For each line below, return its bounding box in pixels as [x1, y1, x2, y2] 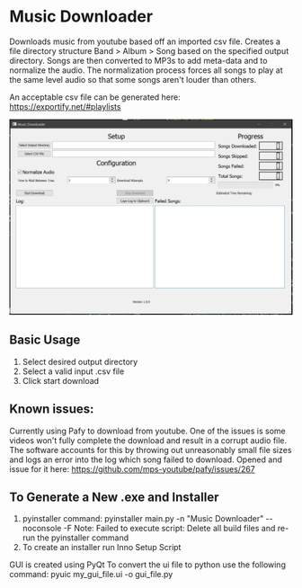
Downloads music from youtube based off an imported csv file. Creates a [9, 36, 281, 47]
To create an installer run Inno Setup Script [22, 542, 182, 553]
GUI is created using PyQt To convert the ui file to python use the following [9, 559, 286, 570]
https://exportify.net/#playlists [9, 101, 121, 111]
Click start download [22, 375, 100, 386]
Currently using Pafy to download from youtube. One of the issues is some [9, 425, 286, 436]
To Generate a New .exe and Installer [9, 489, 219, 504]
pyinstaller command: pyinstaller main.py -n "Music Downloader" [22, 513, 264, 524]
